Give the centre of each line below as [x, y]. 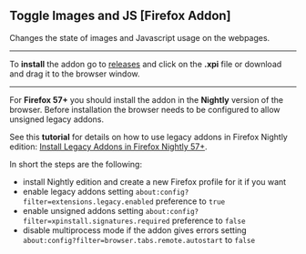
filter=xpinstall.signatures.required [96, 221]
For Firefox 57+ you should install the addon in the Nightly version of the [147, 99]
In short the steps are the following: [76, 164]
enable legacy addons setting [78, 191]
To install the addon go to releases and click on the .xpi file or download [146, 64]
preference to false [209, 220]
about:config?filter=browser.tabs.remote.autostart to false [139, 239]
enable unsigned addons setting [83, 210]
